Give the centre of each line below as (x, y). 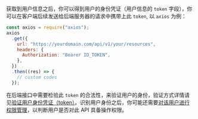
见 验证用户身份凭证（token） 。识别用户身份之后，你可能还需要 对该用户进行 (98, 102)
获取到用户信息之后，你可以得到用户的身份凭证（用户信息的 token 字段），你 (99, 9)
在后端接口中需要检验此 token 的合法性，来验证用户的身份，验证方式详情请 (98, 95)
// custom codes (37, 77)
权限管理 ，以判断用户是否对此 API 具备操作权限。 (67, 109)
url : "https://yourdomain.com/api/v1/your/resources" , (86, 44)
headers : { (30, 49)
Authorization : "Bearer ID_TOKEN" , (66, 55)
